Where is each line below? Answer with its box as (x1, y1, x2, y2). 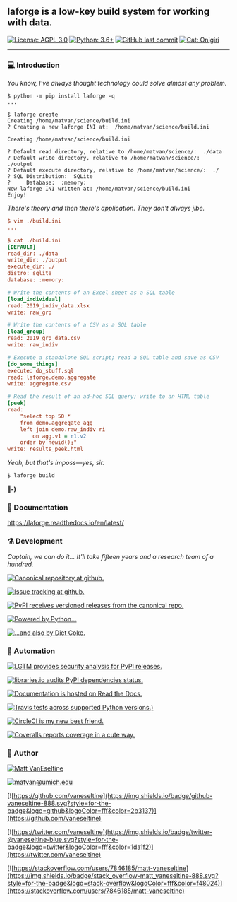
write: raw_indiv (7, 341, 59, 348)
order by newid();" (20, 439, 78, 446)
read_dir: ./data (7, 250, 59, 257)
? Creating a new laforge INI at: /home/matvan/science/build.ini (7, 124, 210, 131)
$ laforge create (7, 111, 59, 119)
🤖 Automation (7, 646, 55, 656)
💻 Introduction (7, 60, 60, 70)
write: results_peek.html (7, 445, 83, 453)
